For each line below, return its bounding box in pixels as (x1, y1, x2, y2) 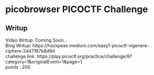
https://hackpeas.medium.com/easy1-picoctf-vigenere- (32, 43, 149, 49)
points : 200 (5, 64, 31, 70)
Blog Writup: (5, 43, 32, 49)
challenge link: (5, 53, 36, 59)
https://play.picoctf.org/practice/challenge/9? (36, 53, 133, 59)
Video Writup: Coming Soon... (5, 37, 68, 43)
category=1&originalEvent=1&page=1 (5, 59, 83, 64)
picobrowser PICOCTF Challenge (5, 4, 148, 15)
